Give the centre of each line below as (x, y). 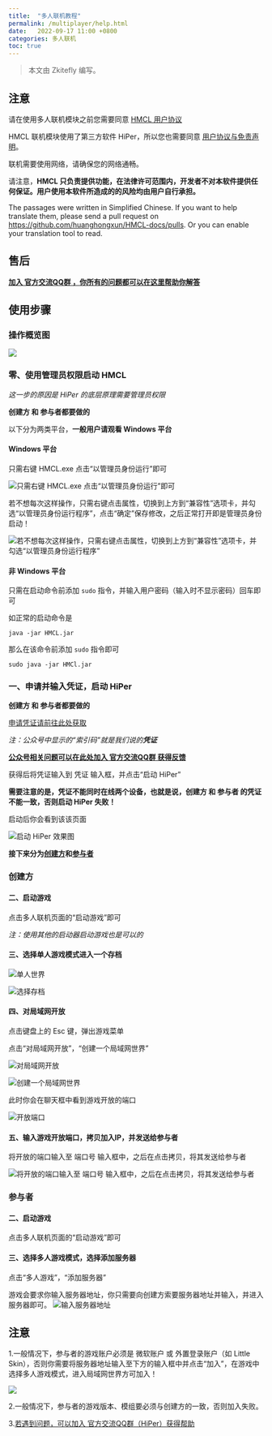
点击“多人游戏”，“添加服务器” (57, 1277)
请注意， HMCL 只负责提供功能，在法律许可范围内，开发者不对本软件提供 (130, 181)
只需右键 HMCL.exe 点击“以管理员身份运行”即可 (88, 468)
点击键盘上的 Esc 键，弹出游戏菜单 (66, 1030)
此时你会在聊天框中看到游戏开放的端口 (72, 1099)
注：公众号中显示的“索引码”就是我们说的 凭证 (83, 740)
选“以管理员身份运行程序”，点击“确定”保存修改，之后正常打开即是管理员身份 (135, 513)
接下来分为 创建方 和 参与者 (51, 853)
